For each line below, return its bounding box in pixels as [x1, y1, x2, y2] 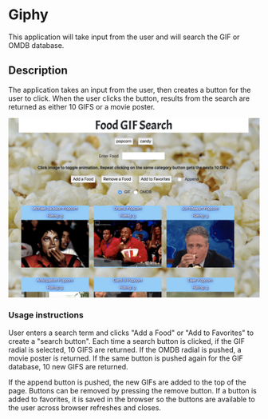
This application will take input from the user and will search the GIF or [8, 32, 240, 42]
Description [8, 64, 68, 78]
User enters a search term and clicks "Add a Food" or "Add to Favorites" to [8, 328, 254, 337]
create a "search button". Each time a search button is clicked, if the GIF [8, 336, 246, 345]
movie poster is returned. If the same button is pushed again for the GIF [8, 353, 243, 363]
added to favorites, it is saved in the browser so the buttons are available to [8, 394, 255, 404]
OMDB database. [8, 40, 65, 50]
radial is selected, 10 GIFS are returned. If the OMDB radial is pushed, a [8, 345, 242, 354]
